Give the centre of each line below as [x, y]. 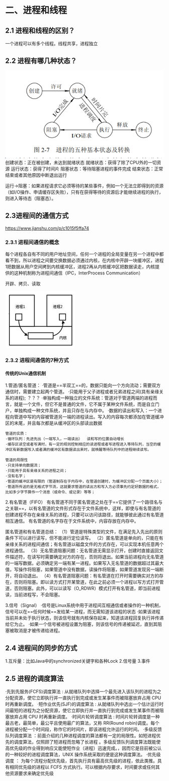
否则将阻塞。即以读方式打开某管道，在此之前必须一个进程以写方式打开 [87, 582]
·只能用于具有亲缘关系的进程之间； [36, 471]
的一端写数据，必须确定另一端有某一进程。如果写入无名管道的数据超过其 [80, 563]
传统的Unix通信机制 [26, 373]
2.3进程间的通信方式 [37, 216]
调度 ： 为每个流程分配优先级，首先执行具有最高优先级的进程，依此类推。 [81, 760]
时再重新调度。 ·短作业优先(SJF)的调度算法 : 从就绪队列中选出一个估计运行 [82, 704]
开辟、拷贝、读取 [23, 284]
